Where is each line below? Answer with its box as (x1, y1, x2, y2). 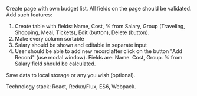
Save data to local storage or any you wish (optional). (6, 72, 136, 78)
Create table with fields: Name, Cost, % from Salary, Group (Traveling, (14, 23, 186, 29)
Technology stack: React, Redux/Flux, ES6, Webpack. (6, 83, 137, 90)
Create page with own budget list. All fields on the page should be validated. (6, 5, 192, 12)
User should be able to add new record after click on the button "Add (14, 48, 183, 55)
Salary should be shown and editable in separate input (14, 41, 147, 48)
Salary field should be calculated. (14, 60, 96, 67)
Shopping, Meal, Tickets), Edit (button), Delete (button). (14, 29, 150, 36)
